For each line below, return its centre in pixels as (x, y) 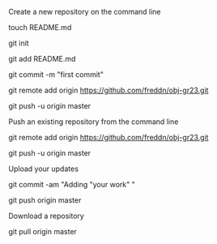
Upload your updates (44, 169)
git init (19, 43)
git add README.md (42, 59)
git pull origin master (43, 231)
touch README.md (40, 27)
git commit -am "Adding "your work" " (72, 184)
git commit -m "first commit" (56, 75)
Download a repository (47, 216)
